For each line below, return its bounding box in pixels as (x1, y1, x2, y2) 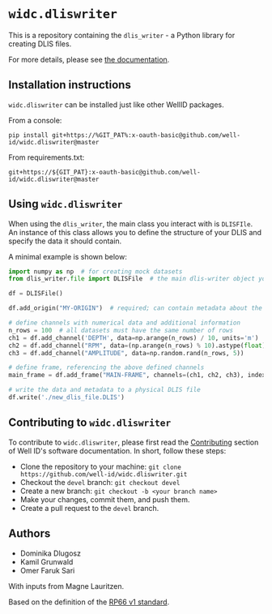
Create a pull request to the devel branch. (19, 503, 159, 513)
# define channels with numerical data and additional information (8, 319, 241, 327)
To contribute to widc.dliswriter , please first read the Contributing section (8, 437, 259, 447)
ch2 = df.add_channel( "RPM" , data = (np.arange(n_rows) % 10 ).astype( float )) (8, 341, 270, 350)
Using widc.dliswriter (8, 197, 123, 211)
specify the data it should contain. (8, 236, 122, 246)
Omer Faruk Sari (19, 565, 75, 575)
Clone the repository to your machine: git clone (19, 462, 182, 471)
